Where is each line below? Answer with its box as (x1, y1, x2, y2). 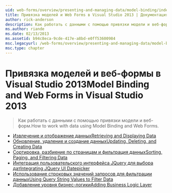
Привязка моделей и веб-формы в (5, 68, 161, 79)
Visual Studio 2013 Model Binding (5, 78, 149, 90)
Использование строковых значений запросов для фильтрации (12, 170, 152, 177)
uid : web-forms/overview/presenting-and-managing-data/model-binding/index (5, 7, 170, 13)
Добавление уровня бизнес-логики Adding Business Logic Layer (12, 181, 152, 187)
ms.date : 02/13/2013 (5, 31, 50, 36)
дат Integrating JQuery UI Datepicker (12, 165, 90, 171)
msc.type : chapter (5, 46, 45, 51)
